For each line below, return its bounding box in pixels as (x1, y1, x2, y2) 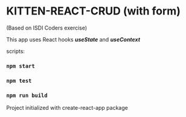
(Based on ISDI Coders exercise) (6, 24, 88, 31)
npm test (6, 77, 32, 84)
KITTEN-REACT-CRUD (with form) (6, 4, 181, 18)
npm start (6, 62, 35, 69)
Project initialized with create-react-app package (6, 104, 128, 112)
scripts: (6, 47, 25, 55)
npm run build (6, 92, 48, 99)
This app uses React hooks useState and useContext (6, 36, 141, 43)
